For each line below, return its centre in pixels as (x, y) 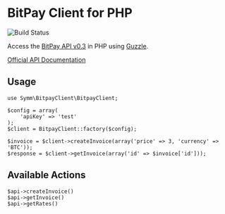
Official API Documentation (47, 59)
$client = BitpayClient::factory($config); (72, 129)
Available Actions (47, 175)
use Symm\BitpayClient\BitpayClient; (63, 98)
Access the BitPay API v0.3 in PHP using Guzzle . (78, 46)
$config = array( (33, 111)
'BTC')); (20, 147)
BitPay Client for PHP (70, 13)
